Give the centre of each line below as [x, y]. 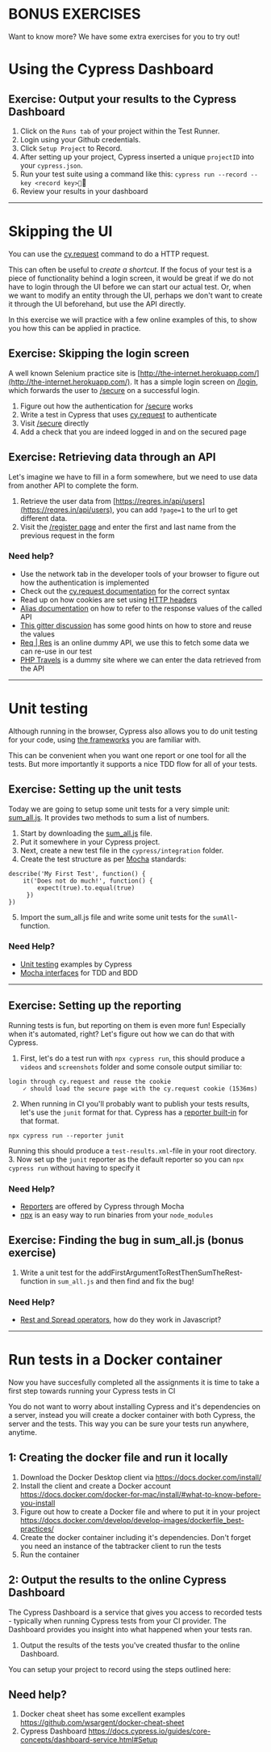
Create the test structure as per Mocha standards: [103, 859]
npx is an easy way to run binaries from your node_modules [117, 1215]
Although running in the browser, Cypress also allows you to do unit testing [133, 731]
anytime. [23, 1432]
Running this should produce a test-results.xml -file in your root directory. [132, 1150]
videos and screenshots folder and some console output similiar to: [131, 1066]
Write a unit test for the [58, 1272]
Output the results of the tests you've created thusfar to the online [130, 1645]
